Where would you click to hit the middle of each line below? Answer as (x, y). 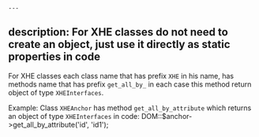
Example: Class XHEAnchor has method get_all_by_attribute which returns (130, 108)
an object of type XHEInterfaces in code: (74, 116)
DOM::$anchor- (167, 116)
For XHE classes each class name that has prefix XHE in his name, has (121, 76)
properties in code (54, 57)
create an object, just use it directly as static (119, 44)
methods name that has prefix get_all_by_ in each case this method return (130, 84)
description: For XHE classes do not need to (118, 32)
